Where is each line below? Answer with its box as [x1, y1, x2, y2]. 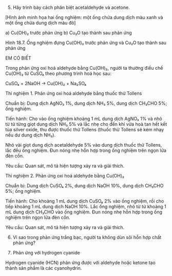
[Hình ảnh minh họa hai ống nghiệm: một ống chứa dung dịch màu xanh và [5, 14, 163, 20]
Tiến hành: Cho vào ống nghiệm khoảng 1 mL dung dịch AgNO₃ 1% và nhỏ [5, 115, 163, 122]
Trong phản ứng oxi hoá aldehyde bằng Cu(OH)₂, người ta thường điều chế [5, 65, 163, 71]
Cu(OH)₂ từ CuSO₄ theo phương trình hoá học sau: [5, 70, 112, 76]
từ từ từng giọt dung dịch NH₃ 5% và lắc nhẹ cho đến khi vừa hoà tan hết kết [5, 121, 167, 127]
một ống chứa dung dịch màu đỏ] [5, 20, 76, 26]
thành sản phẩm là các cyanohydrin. [5, 265, 82, 271]
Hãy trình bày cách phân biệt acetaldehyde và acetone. [12, 5, 130, 10]
